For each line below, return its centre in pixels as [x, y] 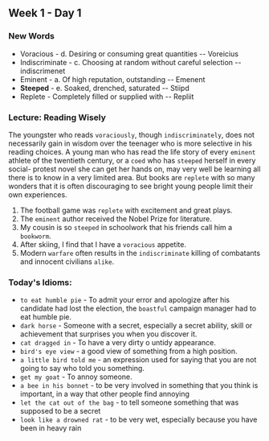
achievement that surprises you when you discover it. [108, 334]
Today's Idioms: [40, 282]
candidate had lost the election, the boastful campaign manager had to [138, 308]
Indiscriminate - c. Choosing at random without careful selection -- [130, 62]
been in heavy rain [51, 428]
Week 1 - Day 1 [45, 13]
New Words [31, 36]
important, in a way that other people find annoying [105, 394]
